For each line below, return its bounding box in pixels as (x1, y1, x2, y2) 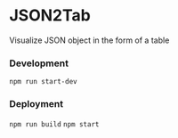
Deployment (9, 98, 64, 110)
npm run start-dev (9, 77, 77, 86)
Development (9, 57, 69, 69)
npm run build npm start (9, 119, 100, 129)
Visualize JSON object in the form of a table (9, 35, 170, 45)
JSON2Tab (9, 5, 91, 26)
